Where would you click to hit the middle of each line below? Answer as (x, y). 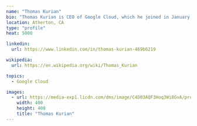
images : (16, 92)
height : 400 (31, 108)
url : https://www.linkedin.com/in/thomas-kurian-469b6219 (84, 50)
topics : (16, 76)
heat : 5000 (19, 33)
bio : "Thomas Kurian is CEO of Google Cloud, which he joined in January (98, 17)
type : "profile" (26, 28)
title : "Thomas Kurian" (46, 114)
